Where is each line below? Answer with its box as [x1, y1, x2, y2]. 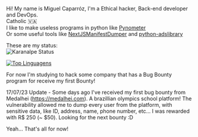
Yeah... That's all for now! [6, 125, 69, 132]
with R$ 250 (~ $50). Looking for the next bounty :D [6, 114, 134, 120]
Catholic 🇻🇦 [6, 18, 37, 24]
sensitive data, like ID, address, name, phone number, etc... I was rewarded [6, 107, 190, 115]
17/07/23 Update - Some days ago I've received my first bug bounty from [6, 89, 186, 96]
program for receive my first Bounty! [6, 77, 96, 84]
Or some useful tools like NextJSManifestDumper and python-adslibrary [6, 31, 183, 37]
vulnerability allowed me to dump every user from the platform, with [6, 102, 172, 108]
